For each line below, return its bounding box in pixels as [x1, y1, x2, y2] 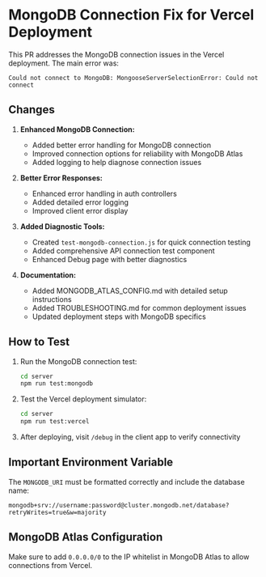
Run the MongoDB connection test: [19, 356, 137, 366]
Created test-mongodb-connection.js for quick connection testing [32, 237, 251, 247]
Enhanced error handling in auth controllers [32, 189, 178, 198]
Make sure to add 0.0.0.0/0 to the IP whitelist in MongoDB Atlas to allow [8, 552, 250, 562]
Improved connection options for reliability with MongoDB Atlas [32, 148, 243, 159]
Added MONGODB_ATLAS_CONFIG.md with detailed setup [32, 286, 228, 295]
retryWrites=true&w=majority [8, 508, 107, 516]
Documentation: [19, 269, 77, 280]
